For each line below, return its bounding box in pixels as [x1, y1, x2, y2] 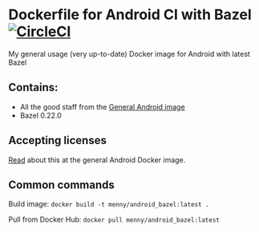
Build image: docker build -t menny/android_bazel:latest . [8, 199, 209, 209]
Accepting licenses [8, 134, 107, 147]
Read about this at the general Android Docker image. [8, 154, 186, 165]
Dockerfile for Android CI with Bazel [8, 6, 252, 24]
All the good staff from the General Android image [19, 102, 186, 111]
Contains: [8, 81, 59, 94]
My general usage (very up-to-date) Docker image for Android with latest [8, 49, 251, 58]
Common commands [8, 178, 115, 191]
